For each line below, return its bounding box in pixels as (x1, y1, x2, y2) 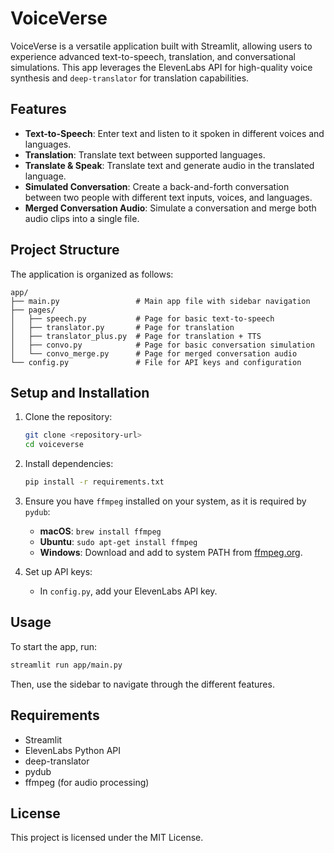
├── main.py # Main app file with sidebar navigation (10, 296, 311, 306)
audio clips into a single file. (24, 212, 140, 224)
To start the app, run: (10, 640, 97, 652)
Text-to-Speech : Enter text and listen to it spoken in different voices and (24, 127, 325, 139)
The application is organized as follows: (10, 268, 174, 280)
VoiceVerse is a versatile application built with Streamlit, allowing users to (10, 40, 313, 52)
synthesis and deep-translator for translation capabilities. (10, 72, 250, 84)
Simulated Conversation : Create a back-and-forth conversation (24, 180, 290, 192)
